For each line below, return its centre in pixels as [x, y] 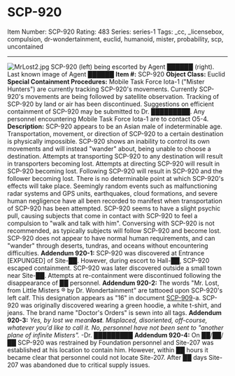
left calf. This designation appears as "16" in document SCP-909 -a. [104, 297]
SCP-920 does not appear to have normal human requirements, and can [111, 238]
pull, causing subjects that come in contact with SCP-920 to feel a [102, 215]
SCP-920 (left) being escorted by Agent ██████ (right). [133, 67]
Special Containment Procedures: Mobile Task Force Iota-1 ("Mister [106, 81]
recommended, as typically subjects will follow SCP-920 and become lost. [114, 230]
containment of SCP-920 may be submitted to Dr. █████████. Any [106, 111]
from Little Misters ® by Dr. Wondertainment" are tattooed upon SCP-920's [115, 290]
